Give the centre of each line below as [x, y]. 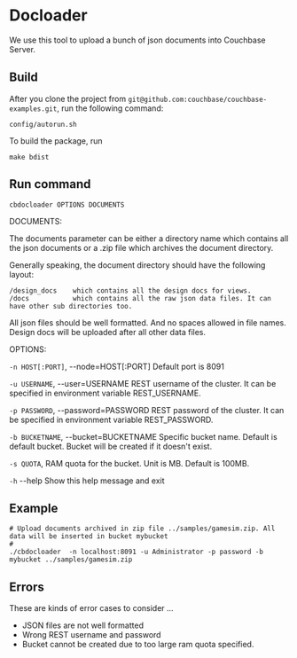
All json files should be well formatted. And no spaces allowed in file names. [148, 322]
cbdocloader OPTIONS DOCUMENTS [67, 205]
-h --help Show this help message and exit [87, 481]
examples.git [33, 109]
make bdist [29, 157]
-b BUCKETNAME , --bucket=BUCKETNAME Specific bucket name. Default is [143, 436]
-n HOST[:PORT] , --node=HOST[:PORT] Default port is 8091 [117, 366]
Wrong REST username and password [91, 635]
